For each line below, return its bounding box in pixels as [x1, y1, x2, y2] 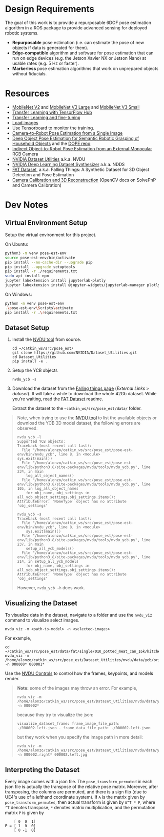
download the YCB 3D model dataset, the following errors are [17, 420, 141, 426]
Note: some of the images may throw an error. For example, [17, 685, 138, 691]
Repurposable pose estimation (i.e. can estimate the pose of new [12, 39, 144, 45]
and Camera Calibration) [12, 182, 62, 188]
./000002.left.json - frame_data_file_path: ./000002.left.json [17, 726, 151, 731]
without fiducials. [12, 71, 47, 76]
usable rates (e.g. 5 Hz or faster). [12, 60, 79, 66]
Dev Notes [5, 199, 48, 211]
